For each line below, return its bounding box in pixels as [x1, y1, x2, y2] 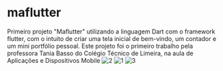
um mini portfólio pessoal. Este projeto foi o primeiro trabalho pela [7, 42, 194, 50]
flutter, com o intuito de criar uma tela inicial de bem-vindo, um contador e [7, 34, 217, 42]
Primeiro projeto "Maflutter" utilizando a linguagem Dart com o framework [7, 27, 215, 35]
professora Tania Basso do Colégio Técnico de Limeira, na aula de [7, 49, 194, 57]
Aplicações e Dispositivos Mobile [7, 56, 101, 64]
